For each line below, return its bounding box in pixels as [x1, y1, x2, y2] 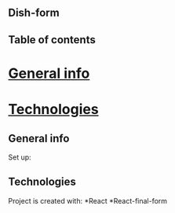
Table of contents [8, 33, 96, 46]
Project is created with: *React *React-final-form [8, 196, 167, 205]
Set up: [8, 152, 31, 162]
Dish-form [8, 6, 60, 20]
